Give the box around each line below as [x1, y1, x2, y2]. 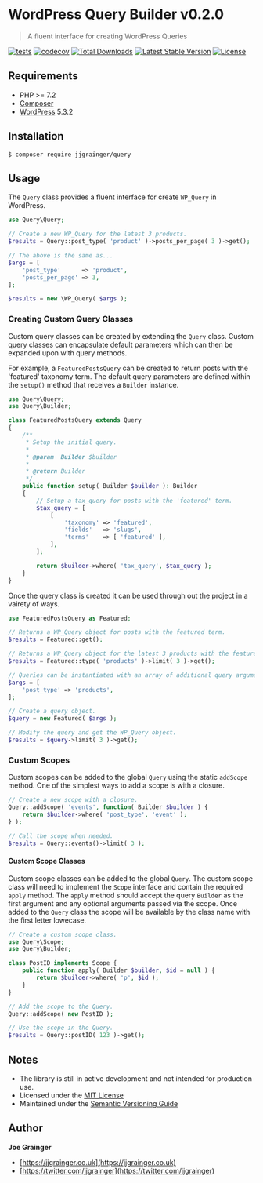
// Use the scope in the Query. [8, 1024, 113, 1032]
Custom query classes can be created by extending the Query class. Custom [8, 331, 254, 340]
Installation [8, 129, 64, 143]
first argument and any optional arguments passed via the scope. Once [8, 898, 237, 908]
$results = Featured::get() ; [8, 635, 103, 644]
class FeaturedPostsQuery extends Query [8, 417, 142, 424]
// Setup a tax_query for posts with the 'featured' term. [36, 497, 233, 504]
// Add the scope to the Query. [8, 1003, 113, 1010]
